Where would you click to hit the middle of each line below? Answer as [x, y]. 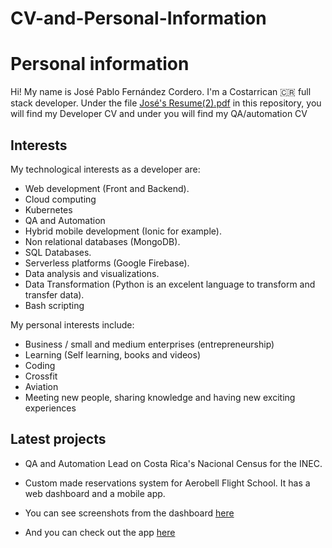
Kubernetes [48, 209]
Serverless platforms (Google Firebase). [107, 263]
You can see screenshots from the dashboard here [129, 513]
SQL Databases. [58, 252]
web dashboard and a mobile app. [95, 493]
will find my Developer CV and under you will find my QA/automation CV [159, 114]
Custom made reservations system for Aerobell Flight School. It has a [167, 483]
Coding [40, 365]
